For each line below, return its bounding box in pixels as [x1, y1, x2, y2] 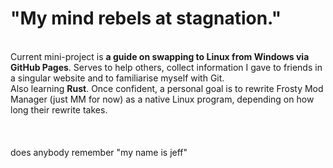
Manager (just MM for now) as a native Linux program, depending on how [10, 93, 315, 105]
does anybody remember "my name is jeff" [10, 146, 188, 158]
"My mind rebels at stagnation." [10, 7, 282, 30]
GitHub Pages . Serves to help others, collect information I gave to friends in [10, 61, 323, 73]
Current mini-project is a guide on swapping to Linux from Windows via [10, 50, 310, 62]
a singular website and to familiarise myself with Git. [10, 72, 225, 84]
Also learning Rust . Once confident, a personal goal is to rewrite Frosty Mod [10, 82, 324, 94]
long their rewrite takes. [10, 103, 108, 116]
